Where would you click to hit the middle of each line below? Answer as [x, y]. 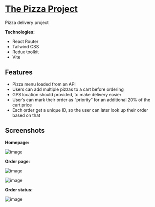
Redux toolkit [25, 52]
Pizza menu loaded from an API [44, 84]
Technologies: [20, 32]
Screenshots [25, 131]
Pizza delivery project [27, 22]
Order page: [18, 161]
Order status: [19, 189]
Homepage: [17, 142]
